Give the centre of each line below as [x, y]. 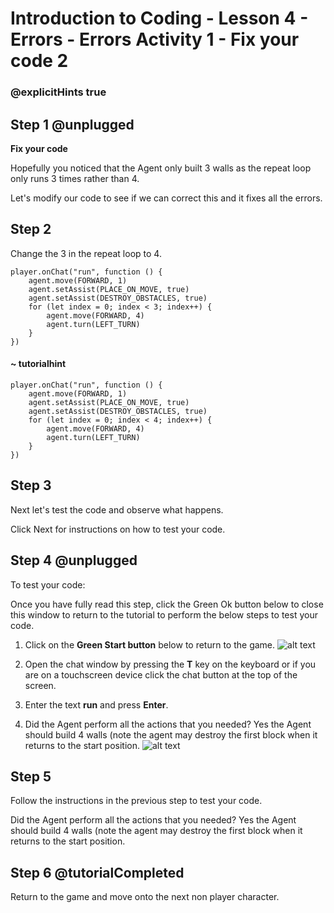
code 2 [39, 61]
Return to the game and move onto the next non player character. [145, 897]
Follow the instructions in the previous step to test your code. [136, 801]
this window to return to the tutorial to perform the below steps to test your [164, 614]
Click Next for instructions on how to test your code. [118, 529]
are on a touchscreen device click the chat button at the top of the [161, 674]
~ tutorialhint [38, 364]
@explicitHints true [58, 92]
